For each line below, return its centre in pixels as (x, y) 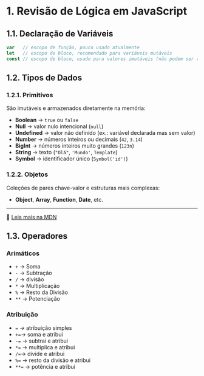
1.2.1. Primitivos (30, 95)
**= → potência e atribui (45, 366)
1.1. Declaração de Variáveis (60, 34)
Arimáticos (23, 253)
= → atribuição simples (43, 328)
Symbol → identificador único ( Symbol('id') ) (72, 159)
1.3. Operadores (37, 236)
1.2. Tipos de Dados (44, 78)
